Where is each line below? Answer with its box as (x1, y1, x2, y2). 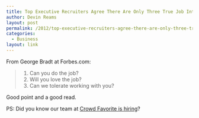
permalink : (6, 25, 33, 31)
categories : (6, 31, 36, 37)
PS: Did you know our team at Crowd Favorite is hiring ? (6, 105, 140, 112)
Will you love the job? (29, 75, 82, 83)
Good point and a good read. (6, 93, 77, 101)
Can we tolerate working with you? (29, 82, 114, 89)
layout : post (6, 20, 38, 25)
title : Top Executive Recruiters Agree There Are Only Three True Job (6, 8, 184, 15)
